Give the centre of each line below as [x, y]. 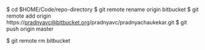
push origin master [30, 29]
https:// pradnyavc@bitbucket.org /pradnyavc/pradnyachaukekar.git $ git [97, 22]
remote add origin [29, 16]
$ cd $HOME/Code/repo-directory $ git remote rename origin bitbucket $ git [103, 9]
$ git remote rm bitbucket [38, 41]
